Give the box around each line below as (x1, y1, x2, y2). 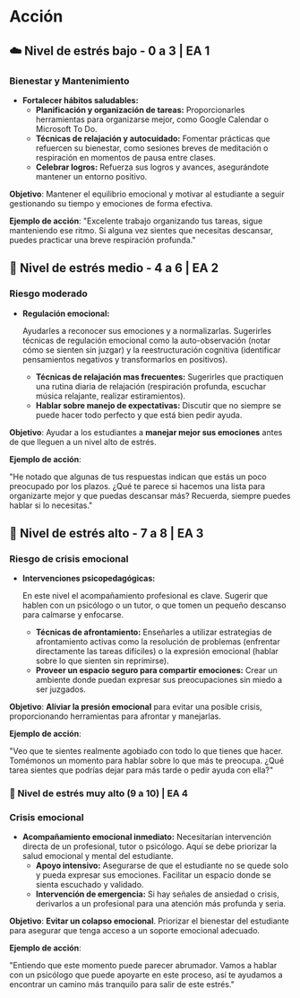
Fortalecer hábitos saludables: (21, 94, 139, 105)
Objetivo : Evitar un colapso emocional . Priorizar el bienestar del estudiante (9, 915, 289, 926)
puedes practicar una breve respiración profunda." (9, 234, 196, 245)
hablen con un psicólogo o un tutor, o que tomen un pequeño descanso (21, 600, 287, 611)
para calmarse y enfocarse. (21, 609, 124, 620)
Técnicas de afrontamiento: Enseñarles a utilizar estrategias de (35, 626, 272, 638)
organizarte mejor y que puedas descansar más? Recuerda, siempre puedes (9, 490, 291, 501)
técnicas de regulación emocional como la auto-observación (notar (21, 335, 271, 346)
